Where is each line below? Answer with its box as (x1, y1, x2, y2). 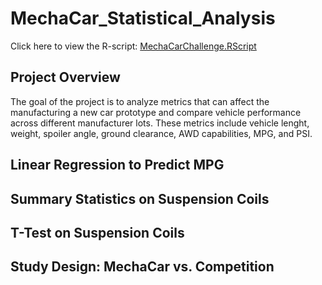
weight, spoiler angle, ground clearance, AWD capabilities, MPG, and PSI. (10, 127, 313, 139)
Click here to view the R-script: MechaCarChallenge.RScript (10, 40, 257, 52)
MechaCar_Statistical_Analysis (10, 7, 276, 30)
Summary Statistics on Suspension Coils (10, 190, 270, 207)
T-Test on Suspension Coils (10, 224, 185, 241)
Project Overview (10, 69, 121, 86)
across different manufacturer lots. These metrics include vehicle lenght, (10, 117, 310, 129)
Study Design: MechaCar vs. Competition (10, 258, 275, 276)
